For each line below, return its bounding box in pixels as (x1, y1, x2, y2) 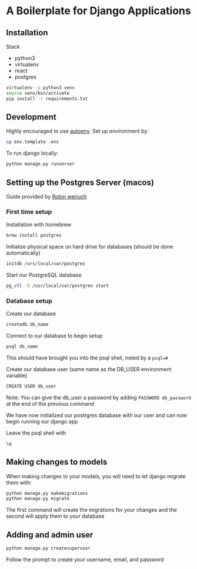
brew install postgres (6, 233, 62, 239)
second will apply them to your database (6, 512, 105, 520)
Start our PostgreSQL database (6, 272, 82, 279)
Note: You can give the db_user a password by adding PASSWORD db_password (6, 393, 191, 401)
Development (6, 112, 57, 122)
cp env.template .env (6, 139, 59, 145)
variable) (6, 372, 28, 379)
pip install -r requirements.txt (6, 95, 88, 101)
